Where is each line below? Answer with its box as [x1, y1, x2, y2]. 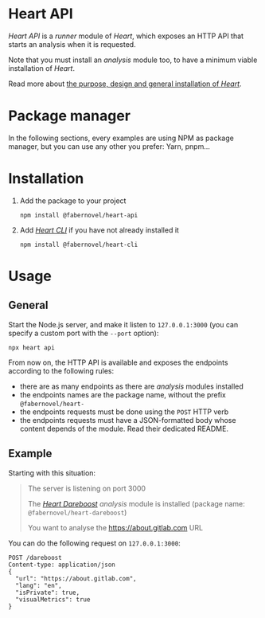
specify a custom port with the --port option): [8, 328, 159, 338]
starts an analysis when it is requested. [8, 39, 137, 49]
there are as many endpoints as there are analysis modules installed [19, 381, 244, 391]
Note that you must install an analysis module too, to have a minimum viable [8, 55, 258, 65]
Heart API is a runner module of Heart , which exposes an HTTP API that [8, 31, 244, 41]
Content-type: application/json [8, 561, 115, 569]
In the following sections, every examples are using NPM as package [8, 133, 235, 143]
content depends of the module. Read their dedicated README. [19, 424, 229, 433]
